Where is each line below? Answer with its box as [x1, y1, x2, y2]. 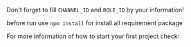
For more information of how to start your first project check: [6, 32, 180, 40]
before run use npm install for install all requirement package [6, 19, 183, 27]
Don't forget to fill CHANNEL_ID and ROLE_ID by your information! [6, 6, 184, 14]
